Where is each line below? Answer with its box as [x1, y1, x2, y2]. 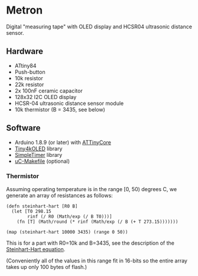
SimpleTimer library [14, 151, 63, 158]
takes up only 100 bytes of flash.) [6, 263, 87, 270]
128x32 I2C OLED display [14, 93, 77, 100]
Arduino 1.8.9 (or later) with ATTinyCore [14, 139, 111, 146]
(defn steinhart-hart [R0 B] [6, 203, 78, 209]
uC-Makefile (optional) [14, 157, 70, 165]
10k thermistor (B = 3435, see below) [14, 106, 105, 113]
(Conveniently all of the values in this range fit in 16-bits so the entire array [6, 257, 188, 264]
